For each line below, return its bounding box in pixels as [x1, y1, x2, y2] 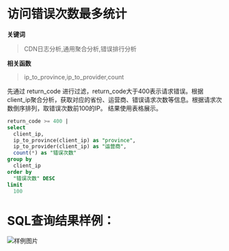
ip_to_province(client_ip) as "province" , [13, 137, 136, 144]
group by [7, 156, 32, 163]
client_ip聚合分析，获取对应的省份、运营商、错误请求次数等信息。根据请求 [7, 95, 217, 103]
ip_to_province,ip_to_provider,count [23, 72, 124, 81]
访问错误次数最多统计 [7, 6, 128, 22]
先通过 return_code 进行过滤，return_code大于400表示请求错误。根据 [7, 87, 204, 95]
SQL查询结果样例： [7, 213, 115, 228]
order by [7, 168, 32, 175]
